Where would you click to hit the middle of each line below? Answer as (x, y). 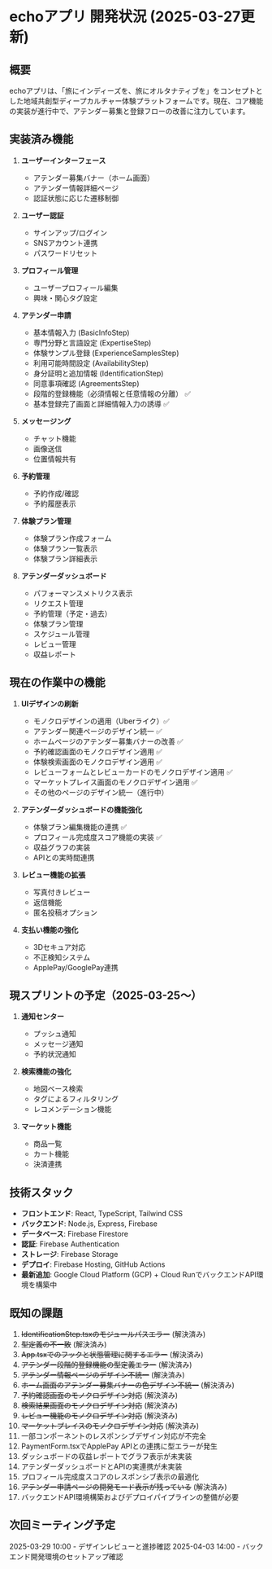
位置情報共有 (54, 459)
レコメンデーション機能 (72, 1110)
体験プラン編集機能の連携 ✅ (80, 827)
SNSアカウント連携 (65, 243)
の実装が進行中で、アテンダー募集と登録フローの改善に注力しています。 (130, 111)
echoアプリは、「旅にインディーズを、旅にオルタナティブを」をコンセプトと (136, 91)
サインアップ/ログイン (70, 232)
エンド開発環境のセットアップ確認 (66, 1556)
